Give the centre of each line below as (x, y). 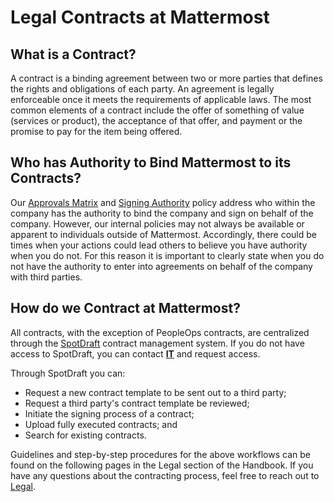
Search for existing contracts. (85, 435)
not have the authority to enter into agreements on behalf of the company (161, 266)
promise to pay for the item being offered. (96, 131)
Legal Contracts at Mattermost (140, 17)
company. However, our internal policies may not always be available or (157, 223)
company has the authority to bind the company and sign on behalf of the (162, 213)
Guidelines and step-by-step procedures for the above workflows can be (160, 454)
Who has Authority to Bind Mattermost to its (151, 162)
